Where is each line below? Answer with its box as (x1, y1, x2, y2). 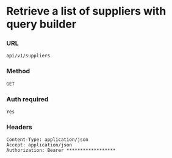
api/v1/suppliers (6, 53, 51, 59)
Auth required (6, 95, 49, 103)
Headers (6, 123, 32, 131)
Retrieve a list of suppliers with (6, 4, 167, 18)
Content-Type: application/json (6, 137, 88, 143)
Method (6, 67, 30, 76)
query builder (6, 17, 77, 31)
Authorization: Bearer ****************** (6, 148, 116, 154)
